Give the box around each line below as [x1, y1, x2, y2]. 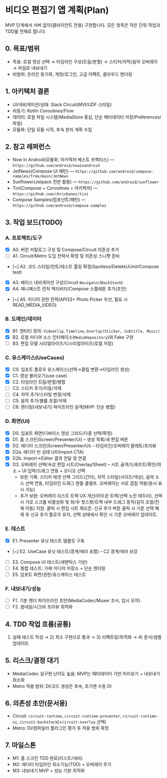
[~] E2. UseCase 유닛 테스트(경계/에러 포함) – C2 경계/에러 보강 [12, 548, 138, 554]
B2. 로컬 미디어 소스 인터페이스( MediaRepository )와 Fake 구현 [12, 334, 134, 340]
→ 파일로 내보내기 [12, 65, 48, 71]
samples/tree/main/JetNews [12, 174, 69, 179]
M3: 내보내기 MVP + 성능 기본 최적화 [12, 767, 85, 773]
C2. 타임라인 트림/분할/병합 [12, 379, 66, 385]
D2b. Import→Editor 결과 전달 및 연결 [12, 455, 86, 461]
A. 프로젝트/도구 [5, 234, 42, 241]
